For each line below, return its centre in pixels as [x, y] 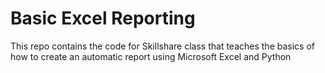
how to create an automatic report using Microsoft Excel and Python [151, 56]
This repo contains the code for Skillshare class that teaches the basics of [162, 46]
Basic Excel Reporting [103, 18]
